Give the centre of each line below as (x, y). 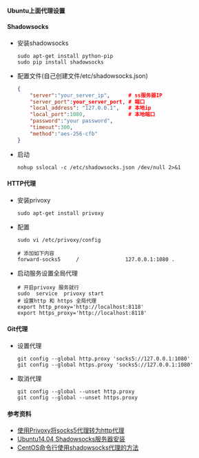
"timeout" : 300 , (52, 128)
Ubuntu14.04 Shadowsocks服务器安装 (71, 439)
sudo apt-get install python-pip (65, 56)
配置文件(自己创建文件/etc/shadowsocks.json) (82, 75)
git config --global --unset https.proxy (77, 398)
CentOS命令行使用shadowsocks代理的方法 (78, 448)
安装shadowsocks (43, 43)
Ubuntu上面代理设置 (36, 10)
